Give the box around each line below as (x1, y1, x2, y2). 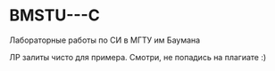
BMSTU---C (9, 5, 100, 26)
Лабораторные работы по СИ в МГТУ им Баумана (9, 35, 201, 45)
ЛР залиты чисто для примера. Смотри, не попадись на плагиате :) (9, 51, 267, 62)
